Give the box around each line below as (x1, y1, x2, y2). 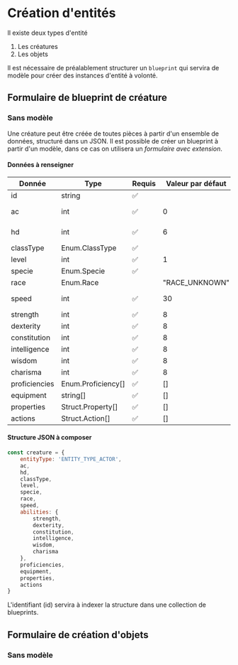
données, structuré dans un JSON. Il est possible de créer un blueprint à (7, 136, 218, 145)
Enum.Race (61, 277, 99, 287)
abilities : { (20, 508, 59, 516)
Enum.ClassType (61, 243, 117, 253)
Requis (132, 178, 157, 188)
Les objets (17, 50, 48, 58)
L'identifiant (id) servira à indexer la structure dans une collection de (7, 600, 207, 609)
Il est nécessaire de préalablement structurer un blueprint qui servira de (7, 63, 220, 72)
